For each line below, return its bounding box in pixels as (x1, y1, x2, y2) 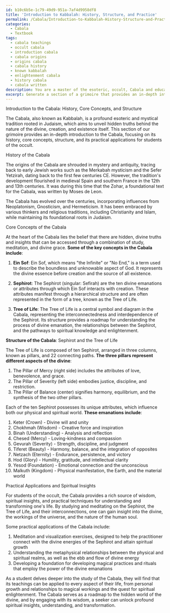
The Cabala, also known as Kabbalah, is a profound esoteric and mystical (6, 116, 158, 122)
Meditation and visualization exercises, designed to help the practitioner (13, 533, 163, 540)
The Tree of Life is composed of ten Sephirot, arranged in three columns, (6, 347, 158, 353)
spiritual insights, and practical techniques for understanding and (6, 498, 141, 504)
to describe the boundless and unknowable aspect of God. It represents (13, 265, 163, 271)
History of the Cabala (6, 152, 50, 158)
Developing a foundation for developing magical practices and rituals (13, 561, 157, 567)
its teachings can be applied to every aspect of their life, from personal (6, 581, 153, 587)
